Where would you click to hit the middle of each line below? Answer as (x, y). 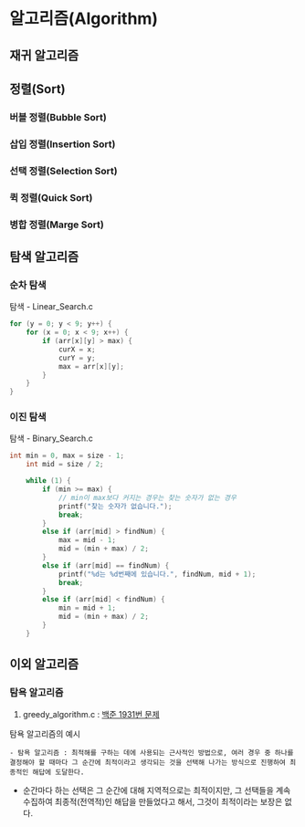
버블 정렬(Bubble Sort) (58, 117)
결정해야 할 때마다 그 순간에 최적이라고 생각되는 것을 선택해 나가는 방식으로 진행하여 (147, 762)
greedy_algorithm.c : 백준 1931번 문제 (91, 714)
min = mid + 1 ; (87, 608)
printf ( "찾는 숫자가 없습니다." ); (115, 506)
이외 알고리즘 (44, 664)
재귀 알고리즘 (44, 55)
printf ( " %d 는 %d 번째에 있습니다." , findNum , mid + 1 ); (157, 574)
